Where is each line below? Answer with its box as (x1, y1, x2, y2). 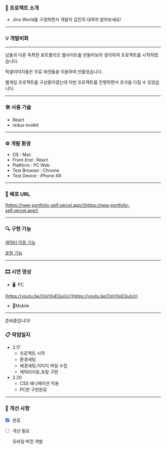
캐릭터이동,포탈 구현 (19, 369, 58, 375)
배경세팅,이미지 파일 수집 (19, 363, 68, 369)
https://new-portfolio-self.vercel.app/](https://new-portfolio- (6, 202, 130, 208)
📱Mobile (12, 303, 30, 309)
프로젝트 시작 (19, 350, 45, 356)
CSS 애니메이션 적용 (19, 380, 59, 386)
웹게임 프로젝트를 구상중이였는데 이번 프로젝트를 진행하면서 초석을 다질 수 (5, 79, 147, 85)
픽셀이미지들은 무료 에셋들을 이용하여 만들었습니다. (5, 69, 103, 75)
